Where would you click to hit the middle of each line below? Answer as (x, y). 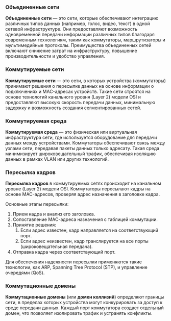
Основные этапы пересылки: (37, 204)
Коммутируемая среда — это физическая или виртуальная (71, 132)
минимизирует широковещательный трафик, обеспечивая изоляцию (81, 154)
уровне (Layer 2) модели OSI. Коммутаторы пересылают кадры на (78, 189)
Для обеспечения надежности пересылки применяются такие (74, 262)
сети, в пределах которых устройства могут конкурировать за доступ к (84, 303)
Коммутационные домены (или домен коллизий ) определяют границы (85, 297)
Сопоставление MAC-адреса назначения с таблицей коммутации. (85, 219)
